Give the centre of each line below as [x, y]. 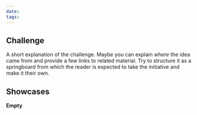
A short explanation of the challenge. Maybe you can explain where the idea [98, 55]
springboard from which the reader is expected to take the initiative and [93, 67]
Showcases [28, 91]
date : [13, 11]
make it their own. [28, 73]
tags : [13, 17]
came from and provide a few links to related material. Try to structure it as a [99, 61]
